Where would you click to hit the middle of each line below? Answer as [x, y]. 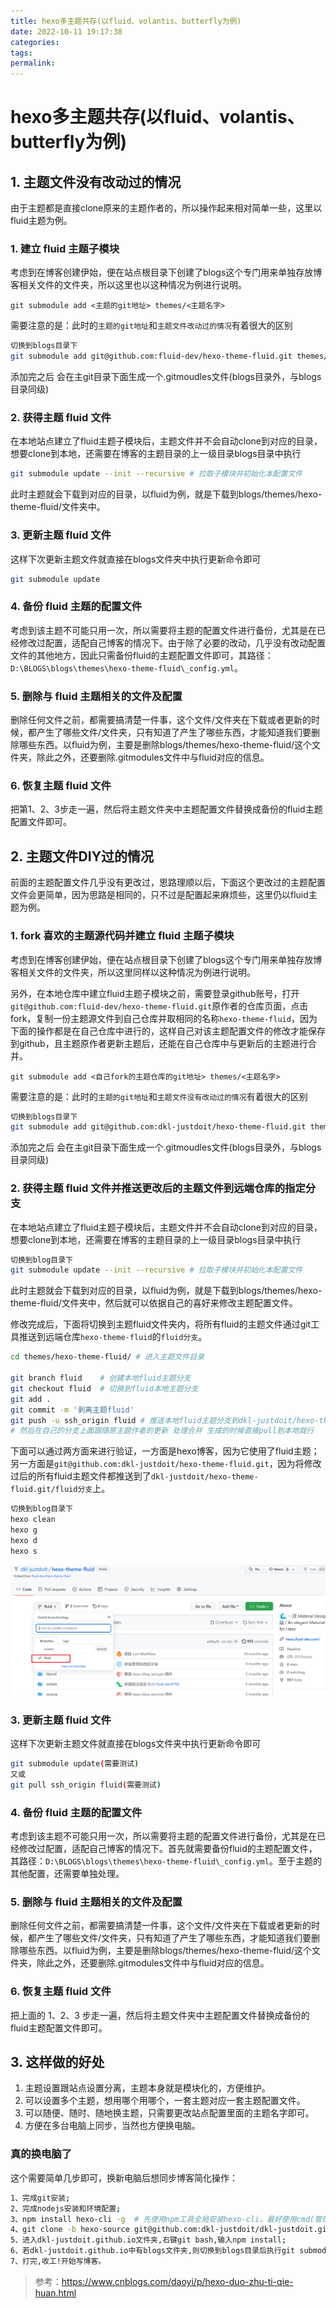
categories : [35, 42]
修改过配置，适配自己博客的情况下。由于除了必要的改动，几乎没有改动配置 [172, 642]
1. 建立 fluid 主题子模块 [65, 249]
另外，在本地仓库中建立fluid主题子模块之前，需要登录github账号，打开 [155, 993]
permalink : [33, 63]
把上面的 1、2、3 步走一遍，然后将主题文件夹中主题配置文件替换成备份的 [160, 2015]
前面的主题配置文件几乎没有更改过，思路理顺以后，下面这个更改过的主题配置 [168, 882]
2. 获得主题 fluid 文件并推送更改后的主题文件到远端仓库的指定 [158, 1188]
